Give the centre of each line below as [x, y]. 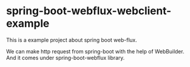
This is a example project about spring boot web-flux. [72, 40]
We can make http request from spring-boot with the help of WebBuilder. [95, 51]
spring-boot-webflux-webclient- [89, 11]
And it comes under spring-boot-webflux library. [65, 58]
